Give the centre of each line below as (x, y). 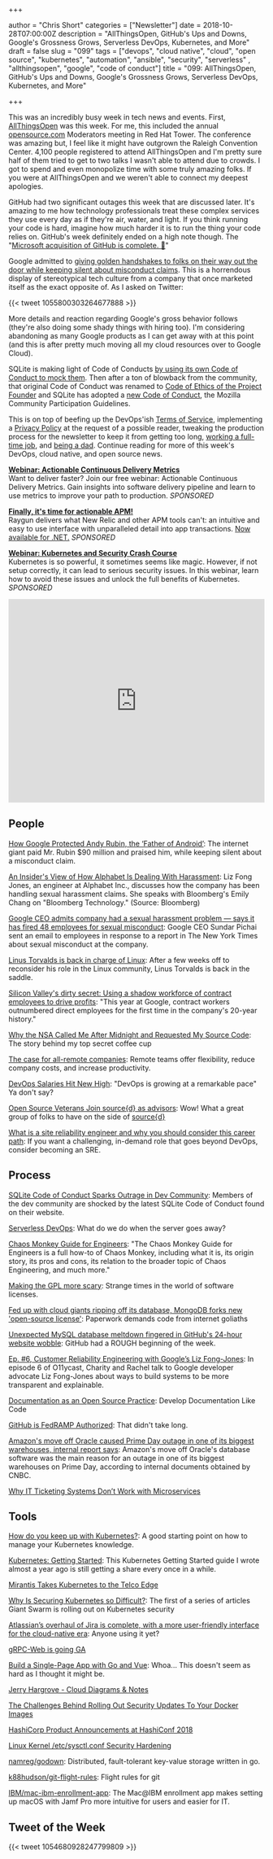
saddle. (21, 977)
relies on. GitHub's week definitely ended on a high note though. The (123, 236)
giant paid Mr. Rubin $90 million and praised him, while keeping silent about (135, 852)
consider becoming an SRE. (55, 1149)
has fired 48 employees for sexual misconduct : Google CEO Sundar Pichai (133, 927)
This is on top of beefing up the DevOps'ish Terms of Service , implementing (135, 419)
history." (22, 1019)
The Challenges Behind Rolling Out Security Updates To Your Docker (123, 1705)
